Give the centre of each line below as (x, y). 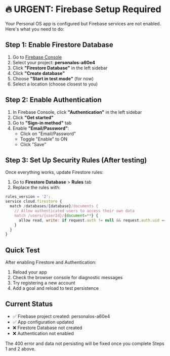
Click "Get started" (33, 117)
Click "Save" (33, 144)
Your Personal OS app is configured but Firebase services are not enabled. (83, 23)
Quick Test (23, 250)
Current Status (29, 304)
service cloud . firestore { (34, 202)
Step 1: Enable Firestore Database (59, 45)
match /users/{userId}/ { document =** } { (56, 215)
